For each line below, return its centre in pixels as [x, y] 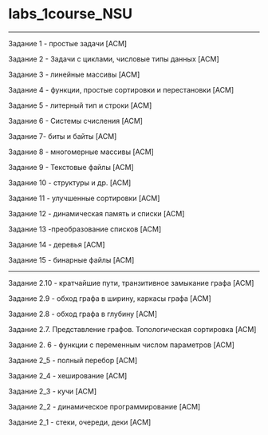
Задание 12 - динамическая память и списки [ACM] [97, 213]
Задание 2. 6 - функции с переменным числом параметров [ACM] [122, 345]
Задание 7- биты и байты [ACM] [63, 136]
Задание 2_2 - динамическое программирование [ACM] [104, 406]
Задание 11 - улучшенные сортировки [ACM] [84, 198]
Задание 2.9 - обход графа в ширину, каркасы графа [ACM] [110, 298]
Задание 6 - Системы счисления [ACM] [76, 121]
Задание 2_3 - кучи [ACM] [53, 391]
